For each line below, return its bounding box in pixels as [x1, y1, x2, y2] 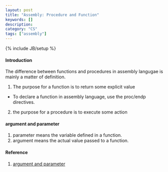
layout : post [5, 7, 33, 13]
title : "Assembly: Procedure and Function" [5, 12, 100, 17]
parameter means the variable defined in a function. [12, 132, 123, 138]
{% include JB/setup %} [5, 46, 56, 51]
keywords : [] [5, 17, 33, 22]
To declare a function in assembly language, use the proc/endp [12, 94, 147, 100]
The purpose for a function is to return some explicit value [12, 84, 135, 90]
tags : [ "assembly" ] [5, 31, 47, 36]
